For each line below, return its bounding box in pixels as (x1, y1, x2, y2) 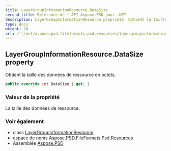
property (5, 58, 34, 67)
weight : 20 (5, 27, 28, 32)
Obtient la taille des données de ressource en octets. (5, 71, 116, 78)
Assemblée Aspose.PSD (12, 140, 64, 146)
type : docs (5, 21, 28, 27)
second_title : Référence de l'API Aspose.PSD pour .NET (5, 12, 126, 17)
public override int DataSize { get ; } (5, 81, 90, 87)
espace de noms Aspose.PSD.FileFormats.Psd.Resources (12, 135, 133, 141)
